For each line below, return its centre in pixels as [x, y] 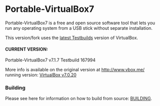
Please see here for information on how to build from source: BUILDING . [79, 99]
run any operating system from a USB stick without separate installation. [79, 28]
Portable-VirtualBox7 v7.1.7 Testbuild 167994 [50, 60]
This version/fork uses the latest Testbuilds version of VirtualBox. [72, 38]
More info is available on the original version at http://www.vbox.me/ [75, 70]
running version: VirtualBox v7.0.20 [41, 75]
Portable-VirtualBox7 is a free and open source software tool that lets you [80, 23]
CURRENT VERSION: [27, 49]
